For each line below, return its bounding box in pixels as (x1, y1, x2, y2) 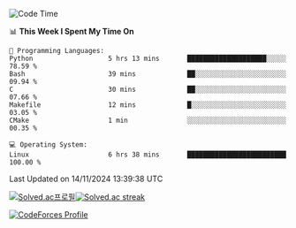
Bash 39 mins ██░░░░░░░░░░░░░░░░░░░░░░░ (9, 70, 287, 79)
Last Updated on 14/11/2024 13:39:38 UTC (9, 173, 163, 184)
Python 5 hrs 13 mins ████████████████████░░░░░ (9, 54, 287, 63)
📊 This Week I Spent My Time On (9, 27, 134, 36)
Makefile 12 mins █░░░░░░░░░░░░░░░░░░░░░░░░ (9, 101, 287, 110)
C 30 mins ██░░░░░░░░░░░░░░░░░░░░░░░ (9, 85, 287, 94)
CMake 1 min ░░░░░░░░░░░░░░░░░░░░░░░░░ (9, 116, 287, 125)
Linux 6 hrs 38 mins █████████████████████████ (9, 150, 287, 159)
